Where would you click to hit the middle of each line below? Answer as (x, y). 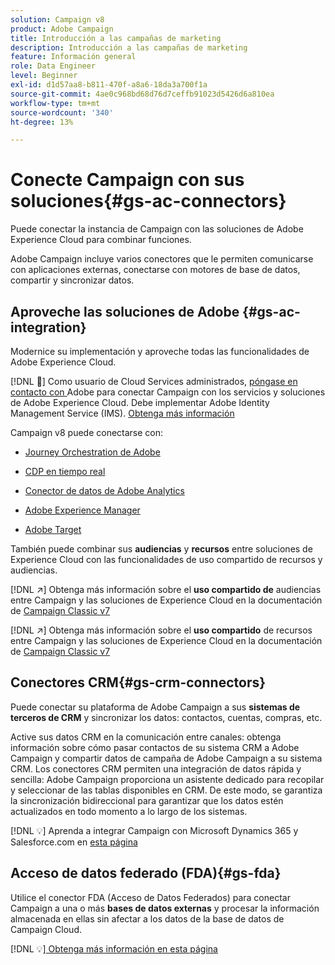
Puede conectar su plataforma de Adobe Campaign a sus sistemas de (155, 707)
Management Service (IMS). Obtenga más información (122, 413)
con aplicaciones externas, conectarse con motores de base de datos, (155, 270)
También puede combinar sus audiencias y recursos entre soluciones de (161, 549)
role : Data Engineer (53, 66)
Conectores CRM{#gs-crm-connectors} (138, 682)
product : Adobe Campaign (62, 29)
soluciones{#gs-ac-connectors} (148, 201)
